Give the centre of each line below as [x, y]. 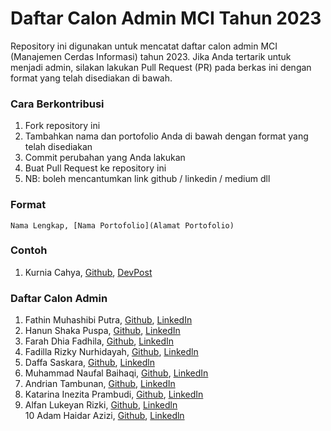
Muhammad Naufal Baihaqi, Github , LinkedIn [116, 373]
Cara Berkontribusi [57, 104]
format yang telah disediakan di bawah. [91, 78]
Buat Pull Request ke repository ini [95, 168]
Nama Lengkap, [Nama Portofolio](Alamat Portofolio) [122, 225]
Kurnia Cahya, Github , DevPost [88, 272]
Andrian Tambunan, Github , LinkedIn [100, 384]
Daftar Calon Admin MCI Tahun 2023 [166, 18]
